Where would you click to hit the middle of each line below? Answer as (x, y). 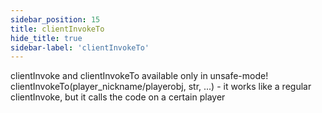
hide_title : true (46, 38)
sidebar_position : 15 (55, 19)
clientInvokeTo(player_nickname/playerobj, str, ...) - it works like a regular (161, 87)
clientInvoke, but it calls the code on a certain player (118, 97)
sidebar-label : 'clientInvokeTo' (80, 47)
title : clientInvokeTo (57, 29)
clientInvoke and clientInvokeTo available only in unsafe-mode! (139, 76)
